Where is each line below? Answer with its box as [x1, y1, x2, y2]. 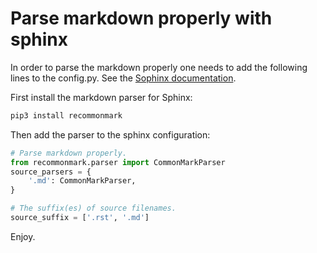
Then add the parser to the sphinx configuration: [10, 128, 211, 141]
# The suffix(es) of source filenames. [10, 203, 177, 214]
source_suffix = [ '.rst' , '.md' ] [10, 213, 150, 223]
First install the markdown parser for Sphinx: [10, 91, 193, 103]
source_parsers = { [10, 167, 92, 177]
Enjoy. [10, 230, 36, 242]
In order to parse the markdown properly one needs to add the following [10, 61, 308, 73]
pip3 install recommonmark [10, 110, 123, 121]
